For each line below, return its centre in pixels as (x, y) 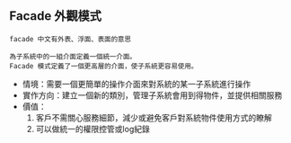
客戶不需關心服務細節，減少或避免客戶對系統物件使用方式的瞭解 (154, 117)
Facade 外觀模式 (55, 16)
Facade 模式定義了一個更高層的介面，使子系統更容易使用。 (104, 66)
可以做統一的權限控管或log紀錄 (93, 129)
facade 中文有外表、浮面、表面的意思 (71, 39)
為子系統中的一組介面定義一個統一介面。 (73, 57)
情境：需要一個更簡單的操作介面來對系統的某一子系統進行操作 (137, 84)
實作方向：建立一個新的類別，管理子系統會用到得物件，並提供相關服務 (152, 95)
